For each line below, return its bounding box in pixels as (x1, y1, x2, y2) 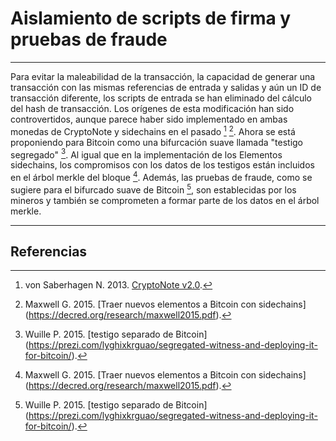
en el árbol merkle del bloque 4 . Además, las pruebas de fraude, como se (10, 170, 313, 183)
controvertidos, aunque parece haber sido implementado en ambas (10, 113, 288, 125)
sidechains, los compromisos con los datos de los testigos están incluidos (10, 159, 315, 171)
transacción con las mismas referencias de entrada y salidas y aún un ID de (10, 81, 322, 93)
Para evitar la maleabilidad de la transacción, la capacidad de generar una (10, 70, 316, 82)
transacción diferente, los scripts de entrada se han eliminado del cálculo (10, 92, 312, 104)
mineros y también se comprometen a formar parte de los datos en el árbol (10, 194, 320, 206)
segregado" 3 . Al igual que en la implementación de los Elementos (10, 147, 283, 161)
